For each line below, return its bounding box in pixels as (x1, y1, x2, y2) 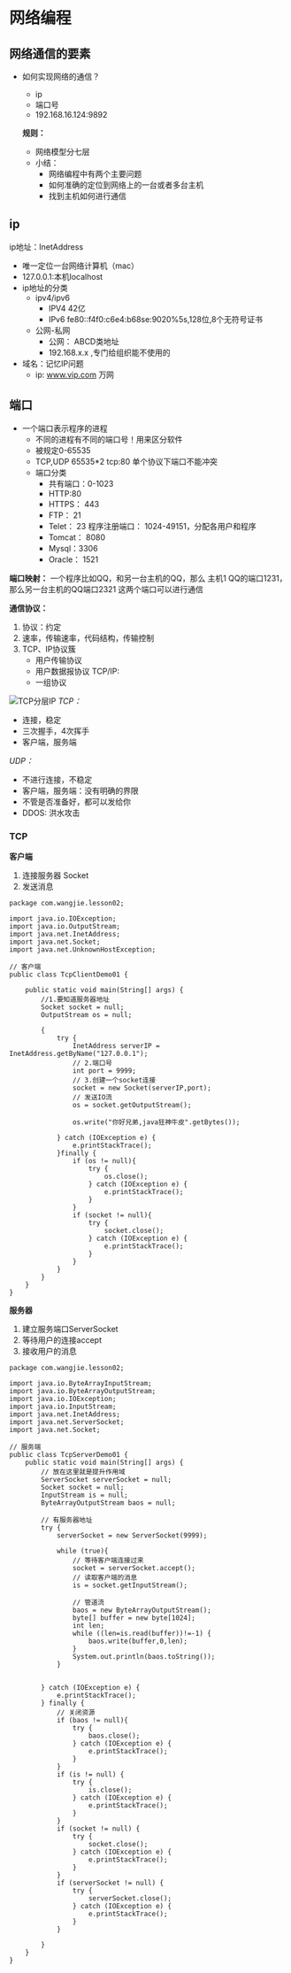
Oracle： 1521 (48, 554, 99, 565)
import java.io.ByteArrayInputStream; (9, 1378, 152, 1388)
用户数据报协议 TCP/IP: (34, 666, 120, 676)
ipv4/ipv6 (34, 292, 71, 303)
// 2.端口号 (72, 1059, 113, 1067)
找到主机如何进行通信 (48, 191, 126, 201)
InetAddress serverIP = (72, 1041, 161, 1050)
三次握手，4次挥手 (21, 725, 90, 736)
